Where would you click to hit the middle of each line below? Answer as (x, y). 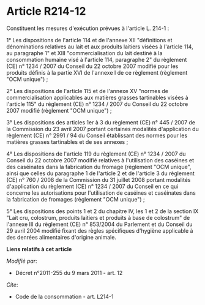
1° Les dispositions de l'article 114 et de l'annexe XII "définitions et (89, 40)
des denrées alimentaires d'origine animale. (61, 237)
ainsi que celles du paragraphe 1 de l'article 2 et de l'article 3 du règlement (100, 173)
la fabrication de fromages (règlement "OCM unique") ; (76, 199)
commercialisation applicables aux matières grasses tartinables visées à (97, 97)
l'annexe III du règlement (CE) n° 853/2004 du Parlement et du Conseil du (99, 224)
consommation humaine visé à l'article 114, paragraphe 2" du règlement (97, 59)
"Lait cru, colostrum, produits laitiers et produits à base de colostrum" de (98, 217)
